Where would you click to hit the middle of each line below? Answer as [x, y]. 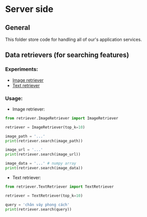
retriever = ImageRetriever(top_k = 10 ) [45, 127]
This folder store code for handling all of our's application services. [73, 39]
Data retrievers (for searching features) [67, 55]
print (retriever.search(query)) [38, 209]
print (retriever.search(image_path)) [44, 141]
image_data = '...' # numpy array [41, 163]
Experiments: [22, 69]
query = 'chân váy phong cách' [37, 205]
